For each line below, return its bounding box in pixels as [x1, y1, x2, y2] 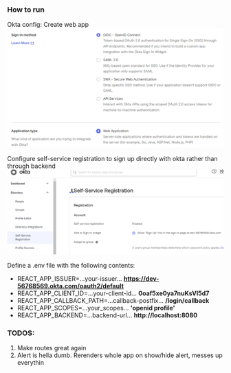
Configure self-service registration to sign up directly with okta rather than [7, 155, 218, 163]
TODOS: [7, 328, 35, 338]
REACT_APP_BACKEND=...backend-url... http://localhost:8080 [16, 311, 198, 319]
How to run [7, 5, 45, 14]
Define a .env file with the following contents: [7, 261, 135, 269]
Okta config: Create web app [7, 21, 89, 29]
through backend [7, 162, 56, 170]
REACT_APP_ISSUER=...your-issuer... [16, 274, 122, 283]
